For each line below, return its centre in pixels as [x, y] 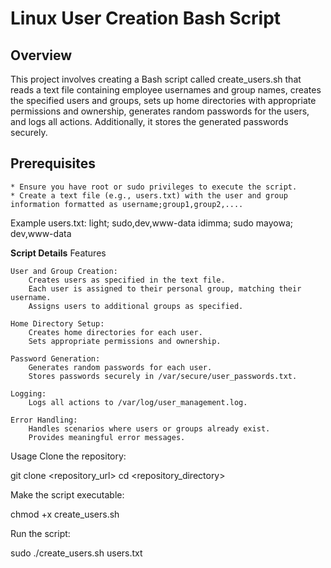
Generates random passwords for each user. [120, 367]
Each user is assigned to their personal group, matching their [165, 288]
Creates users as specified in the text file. [127, 280]
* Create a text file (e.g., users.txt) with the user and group [149, 195]
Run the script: [40, 533]
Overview [41, 55]
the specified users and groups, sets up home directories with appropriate [163, 100]
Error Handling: [44, 420]
